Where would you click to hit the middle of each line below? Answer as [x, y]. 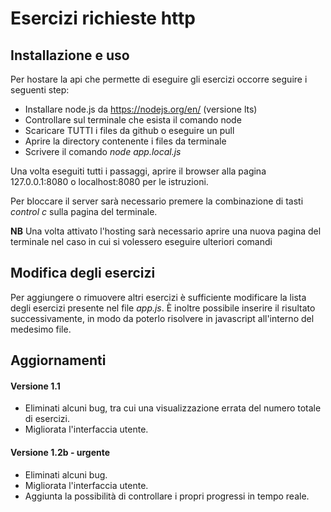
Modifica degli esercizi [83, 273]
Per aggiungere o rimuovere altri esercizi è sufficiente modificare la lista [158, 297]
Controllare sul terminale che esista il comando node [133, 120]
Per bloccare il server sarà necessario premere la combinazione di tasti [157, 201]
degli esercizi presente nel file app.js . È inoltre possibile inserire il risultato [163, 308]
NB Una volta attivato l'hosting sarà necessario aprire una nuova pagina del [166, 231]
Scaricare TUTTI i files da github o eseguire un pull [129, 130]
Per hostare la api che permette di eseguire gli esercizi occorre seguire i [159, 79]
